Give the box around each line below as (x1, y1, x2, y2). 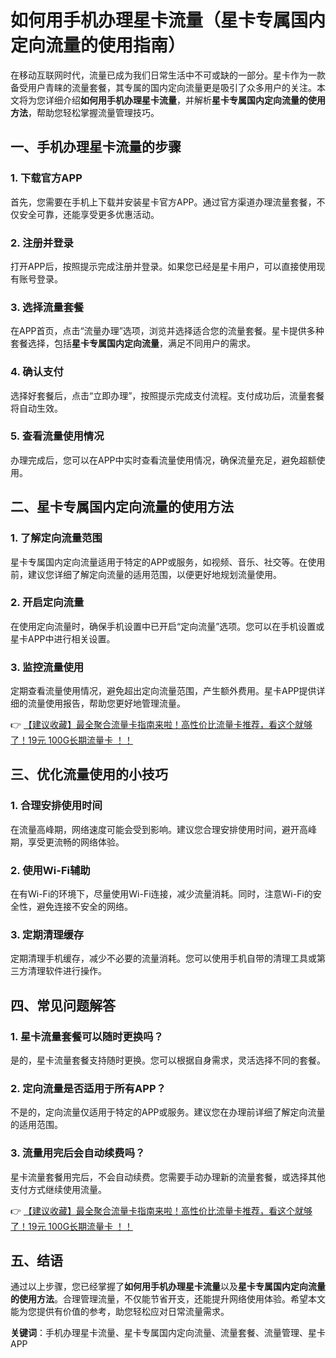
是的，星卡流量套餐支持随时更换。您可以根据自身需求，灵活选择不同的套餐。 (10, 1054, 326, 1066)
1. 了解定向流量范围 (10, 531, 103, 545)
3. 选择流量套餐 (10, 300, 85, 314)
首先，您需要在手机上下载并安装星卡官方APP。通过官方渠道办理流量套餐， (10, 196, 317, 208)
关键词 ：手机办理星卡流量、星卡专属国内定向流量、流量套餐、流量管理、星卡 (10, 1327, 326, 1339)
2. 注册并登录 (10, 236, 74, 250)
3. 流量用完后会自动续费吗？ (10, 1146, 146, 1160)
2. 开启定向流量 (10, 596, 85, 610)
